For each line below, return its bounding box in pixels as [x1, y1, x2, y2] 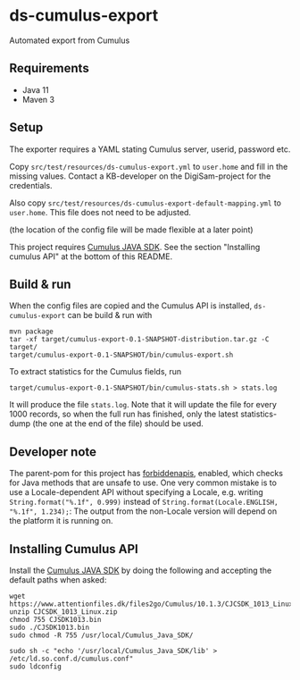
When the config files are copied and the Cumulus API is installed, [9, 300, 253, 311]
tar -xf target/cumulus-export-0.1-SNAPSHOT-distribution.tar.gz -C [9, 335, 270, 344]
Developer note [9, 444, 96, 459]
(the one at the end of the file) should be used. [32, 418, 204, 429]
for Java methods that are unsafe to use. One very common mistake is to [9, 477, 277, 488]
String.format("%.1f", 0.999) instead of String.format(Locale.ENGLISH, [9, 497, 279, 508]
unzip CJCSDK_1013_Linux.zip [9, 608, 118, 617]
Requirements [9, 61, 89, 76]
